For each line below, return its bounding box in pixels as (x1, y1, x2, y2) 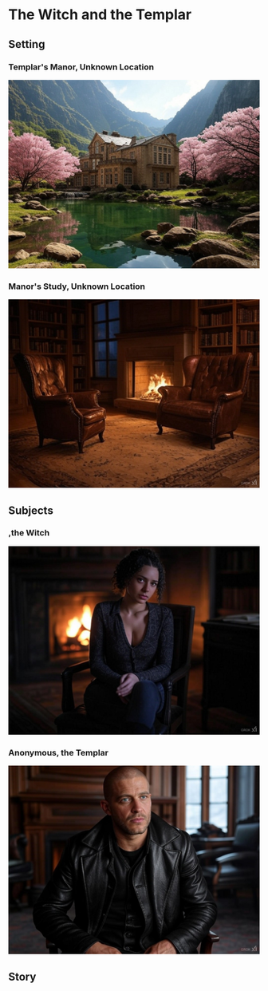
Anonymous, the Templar (8, 747, 109, 758)
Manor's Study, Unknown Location (8, 281, 146, 292)
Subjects (8, 503, 53, 517)
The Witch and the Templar (8, 6, 192, 24)
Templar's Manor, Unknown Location (8, 61, 154, 73)
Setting (8, 38, 45, 51)
